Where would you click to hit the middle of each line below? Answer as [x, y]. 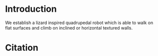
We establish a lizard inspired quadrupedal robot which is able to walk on [79, 23]
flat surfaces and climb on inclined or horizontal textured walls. [69, 28]
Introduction [31, 9]
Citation [22, 48]
